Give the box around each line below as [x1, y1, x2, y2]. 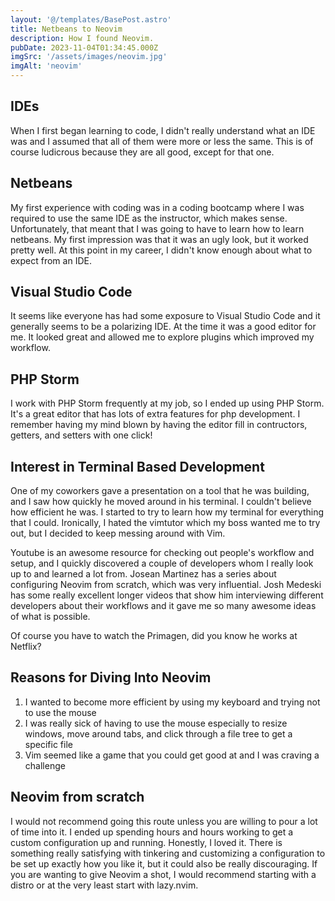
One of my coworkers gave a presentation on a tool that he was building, [10, 485, 310, 497]
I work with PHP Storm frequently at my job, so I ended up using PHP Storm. [10, 397, 325, 410]
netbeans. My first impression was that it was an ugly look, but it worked [10, 233, 309, 245]
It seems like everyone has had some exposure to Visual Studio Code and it [10, 310, 321, 322]
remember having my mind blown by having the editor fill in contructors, [10, 419, 308, 431]
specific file [24, 738, 73, 750]
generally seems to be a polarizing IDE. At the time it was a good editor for [10, 321, 317, 333]
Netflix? [10, 641, 42, 653]
